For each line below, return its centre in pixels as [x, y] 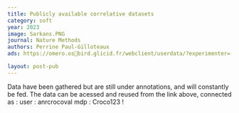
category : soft [30, 21]
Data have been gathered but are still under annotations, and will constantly [118, 87]
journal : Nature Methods [44, 41]
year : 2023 [23, 27]
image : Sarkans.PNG [36, 34]
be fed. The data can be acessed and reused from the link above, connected [119, 94]
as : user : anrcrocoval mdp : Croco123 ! [66, 102]
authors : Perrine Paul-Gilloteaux [59, 47]
